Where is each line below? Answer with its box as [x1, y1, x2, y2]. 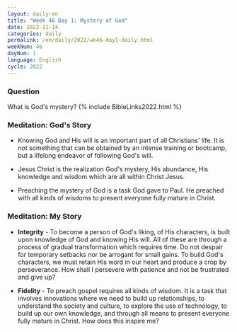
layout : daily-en [7, 10, 59, 18]
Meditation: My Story [7, 212, 82, 222]
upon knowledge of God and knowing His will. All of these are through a [17, 235, 228, 244]
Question [7, 86, 40, 96]
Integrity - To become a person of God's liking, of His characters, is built [17, 227, 231, 236]
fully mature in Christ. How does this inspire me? [17, 316, 159, 325]
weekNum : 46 [7, 43, 42, 50]
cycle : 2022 [7, 63, 42, 70]
